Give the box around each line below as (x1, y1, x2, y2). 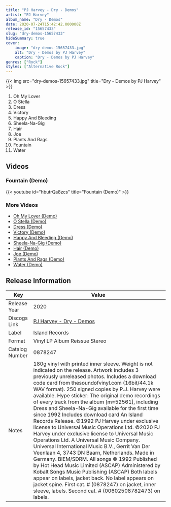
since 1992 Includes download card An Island (33, 411, 143, 418)
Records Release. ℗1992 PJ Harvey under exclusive (33, 417, 159, 424)
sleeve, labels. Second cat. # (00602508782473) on (33, 487, 160, 494)
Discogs (8, 314, 28, 322)
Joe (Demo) (13, 251, 39, 257)
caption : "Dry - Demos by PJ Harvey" (15, 54, 95, 60)
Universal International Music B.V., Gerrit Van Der (33, 442, 151, 450)
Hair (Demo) (13, 245, 39, 251)
